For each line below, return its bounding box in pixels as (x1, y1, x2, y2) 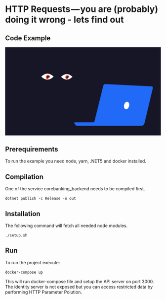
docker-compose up (5, 270, 43, 275)
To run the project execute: (5, 259, 60, 265)
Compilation (5, 172, 43, 181)
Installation (5, 210, 41, 218)
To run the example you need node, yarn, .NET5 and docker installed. (5, 158, 147, 164)
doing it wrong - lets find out (5, 14, 124, 25)
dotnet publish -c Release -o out (5, 196, 77, 201)
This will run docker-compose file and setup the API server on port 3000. (5, 278, 154, 284)
